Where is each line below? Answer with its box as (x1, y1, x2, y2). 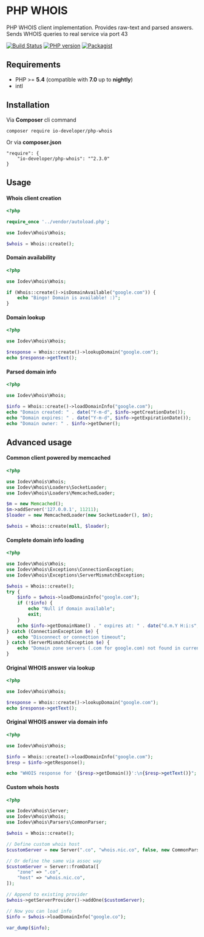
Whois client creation (6, 194, 62, 201)
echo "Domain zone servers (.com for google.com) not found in (17, 645, 181, 651)
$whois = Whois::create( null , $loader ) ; (6, 524, 110, 530)
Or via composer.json (6, 138, 62, 146)
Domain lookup (6, 314, 46, 321)
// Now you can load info (6, 908, 72, 914)
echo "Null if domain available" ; (28, 606, 115, 612)
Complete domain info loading (6, 536, 84, 544)
